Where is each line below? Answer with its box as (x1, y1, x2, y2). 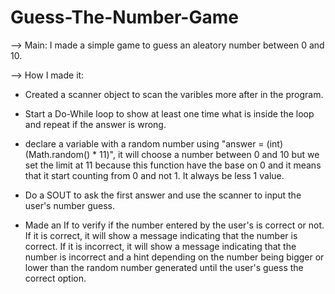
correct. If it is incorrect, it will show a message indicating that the (24, 240, 297, 252)
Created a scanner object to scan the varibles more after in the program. (24, 88, 324, 100)
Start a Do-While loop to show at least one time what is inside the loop (24, 107, 315, 120)
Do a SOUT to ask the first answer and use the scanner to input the (24, 189, 302, 201)
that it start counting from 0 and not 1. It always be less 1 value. (24, 169, 285, 181)
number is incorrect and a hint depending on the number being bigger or (24, 251, 325, 263)
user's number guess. (24, 199, 116, 211)
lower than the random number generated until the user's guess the (24, 261, 304, 273)
